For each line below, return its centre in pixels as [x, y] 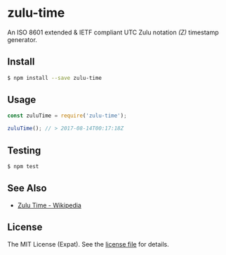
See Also [27, 188]
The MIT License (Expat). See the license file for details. [88, 244]
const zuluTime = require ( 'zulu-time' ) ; [67, 116]
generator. [22, 39]
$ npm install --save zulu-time [54, 78]
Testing [24, 150]
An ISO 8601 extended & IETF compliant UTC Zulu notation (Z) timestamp [113, 32]
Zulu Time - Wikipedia [49, 205]
